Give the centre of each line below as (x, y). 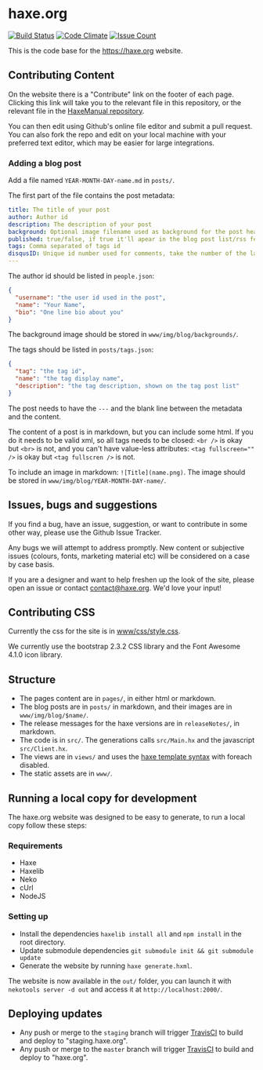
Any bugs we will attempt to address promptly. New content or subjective (126, 547)
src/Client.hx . (43, 749)
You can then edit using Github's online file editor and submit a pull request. (130, 126)
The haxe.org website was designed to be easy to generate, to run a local (126, 817)
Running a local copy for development (103, 798)
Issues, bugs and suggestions (83, 505)
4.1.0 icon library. (35, 655)
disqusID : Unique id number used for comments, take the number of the (127, 254)
